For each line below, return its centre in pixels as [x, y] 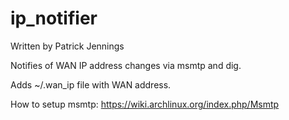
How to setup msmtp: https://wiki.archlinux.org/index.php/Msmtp [145, 104]
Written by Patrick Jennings [67, 46]
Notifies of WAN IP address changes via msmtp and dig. [126, 65]
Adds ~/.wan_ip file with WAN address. [91, 84]
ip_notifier [54, 18]
